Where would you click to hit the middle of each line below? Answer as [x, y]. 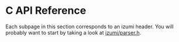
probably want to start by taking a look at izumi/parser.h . [73, 32]
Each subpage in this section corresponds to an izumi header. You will [89, 26]
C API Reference [46, 11]
